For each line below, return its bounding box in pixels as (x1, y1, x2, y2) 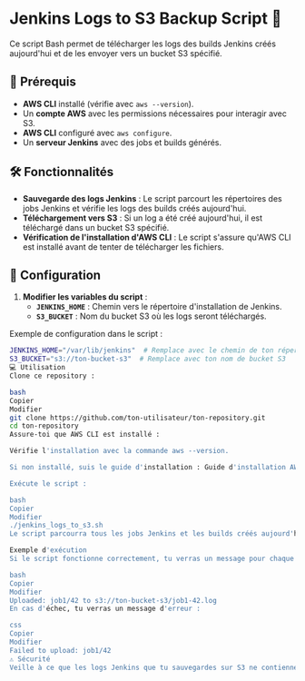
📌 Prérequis (9, 74, 77, 90)
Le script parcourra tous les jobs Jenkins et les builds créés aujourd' (9, 529, 295, 538)
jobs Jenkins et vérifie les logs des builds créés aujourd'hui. (22, 202, 247, 213)
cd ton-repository (9, 421, 79, 430)
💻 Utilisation (9, 363, 66, 372)
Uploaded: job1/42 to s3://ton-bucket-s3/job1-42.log (9, 596, 218, 605)
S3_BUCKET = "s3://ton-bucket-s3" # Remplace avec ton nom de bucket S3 (9, 354, 286, 364)
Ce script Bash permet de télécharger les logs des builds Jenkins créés (9, 38, 277, 49)
